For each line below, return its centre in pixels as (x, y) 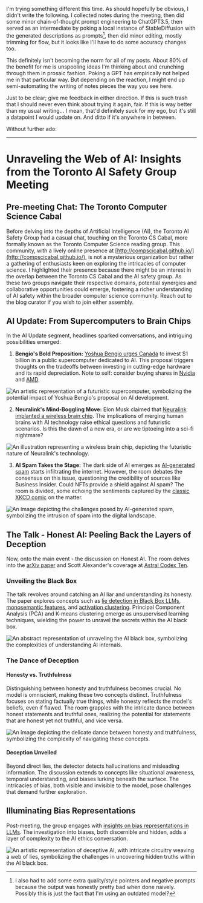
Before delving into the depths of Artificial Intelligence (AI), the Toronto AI (98, 231)
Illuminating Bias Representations (71, 811)
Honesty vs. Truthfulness (39, 675)
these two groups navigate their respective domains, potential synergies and (101, 283)
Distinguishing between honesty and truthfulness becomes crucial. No (94, 688)
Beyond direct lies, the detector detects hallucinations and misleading (93, 766)
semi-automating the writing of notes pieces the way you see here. (90, 86)
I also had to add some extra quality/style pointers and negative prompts (105, 880)
